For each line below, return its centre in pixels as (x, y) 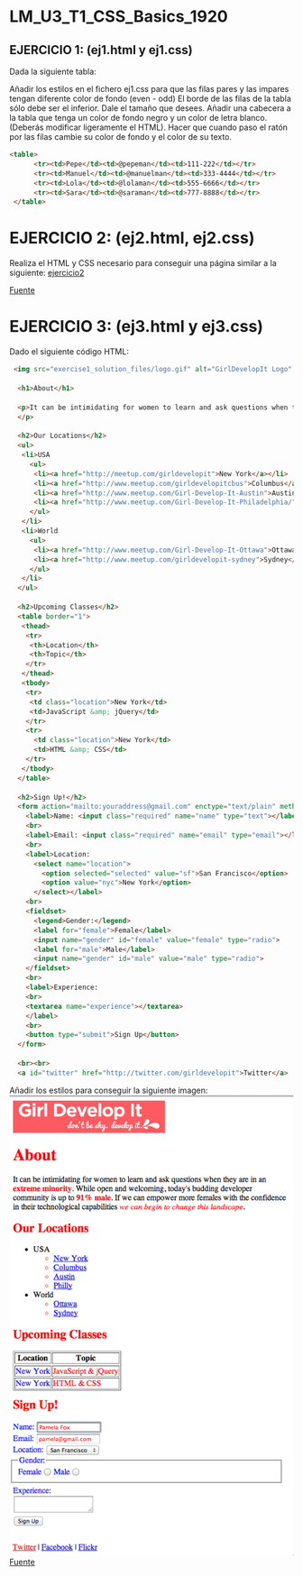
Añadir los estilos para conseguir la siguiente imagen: (109, 1090)
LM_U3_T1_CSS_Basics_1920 (119, 17)
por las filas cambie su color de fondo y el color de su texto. (121, 137)
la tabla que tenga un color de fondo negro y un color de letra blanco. (138, 118)
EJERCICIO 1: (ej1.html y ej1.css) (101, 50)
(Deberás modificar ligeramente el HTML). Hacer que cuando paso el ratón (149, 127)
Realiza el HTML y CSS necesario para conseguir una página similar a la (143, 263)
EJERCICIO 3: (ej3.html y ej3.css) (137, 327)
